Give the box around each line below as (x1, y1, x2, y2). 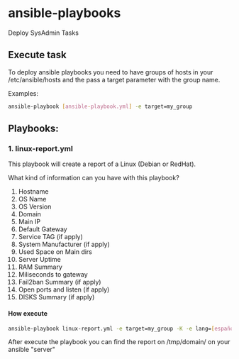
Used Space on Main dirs (18, 248, 93, 256)
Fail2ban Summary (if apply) (18, 278, 101, 287)
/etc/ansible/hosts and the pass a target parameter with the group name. (8, 75, 221, 84)
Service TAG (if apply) (18, 233, 84, 241)
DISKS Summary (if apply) (18, 293, 95, 302)
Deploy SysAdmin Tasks (8, 28, 79, 37)
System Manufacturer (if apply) (18, 240, 111, 249)
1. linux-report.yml (8, 143, 73, 153)
